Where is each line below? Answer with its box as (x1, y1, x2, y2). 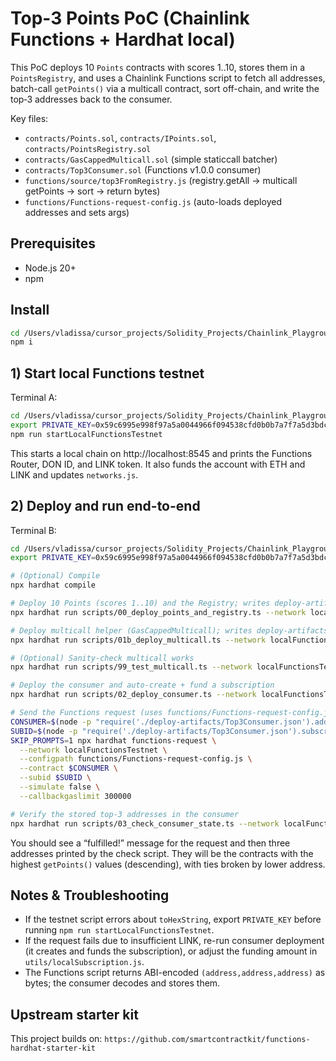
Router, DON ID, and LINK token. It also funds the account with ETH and (10, 458, 306, 470)
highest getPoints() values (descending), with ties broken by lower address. (10, 858, 326, 870)
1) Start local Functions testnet (10, 365, 205, 382)
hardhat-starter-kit (10, 1043, 97, 1054)
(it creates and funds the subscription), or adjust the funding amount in (24, 945, 318, 957)
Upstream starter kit (10, 1006, 139, 1023)
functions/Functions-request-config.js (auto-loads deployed (24, 195, 282, 207)
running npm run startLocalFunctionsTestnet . (24, 924, 215, 936)
